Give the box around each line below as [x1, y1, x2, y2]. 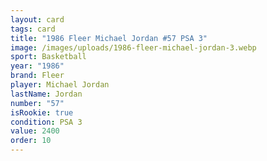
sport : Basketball [10, 52, 87, 62]
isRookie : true [10, 107, 74, 118]
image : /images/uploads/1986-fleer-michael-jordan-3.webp [10, 42, 257, 53]
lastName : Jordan [10, 89, 83, 99]
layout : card [10, 14, 65, 25]
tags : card [10, 24, 56, 34]
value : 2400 [10, 126, 60, 136]
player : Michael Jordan [10, 80, 110, 90]
